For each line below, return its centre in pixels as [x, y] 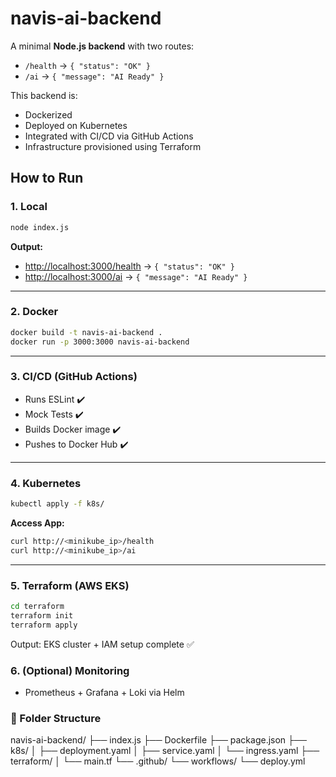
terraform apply [44, 625]
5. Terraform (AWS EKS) [70, 585]
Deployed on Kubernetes [76, 125]
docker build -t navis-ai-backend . [86, 332]
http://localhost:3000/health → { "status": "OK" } [129, 266]
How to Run [47, 178]
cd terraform [37, 607]
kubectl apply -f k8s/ [57, 504]
